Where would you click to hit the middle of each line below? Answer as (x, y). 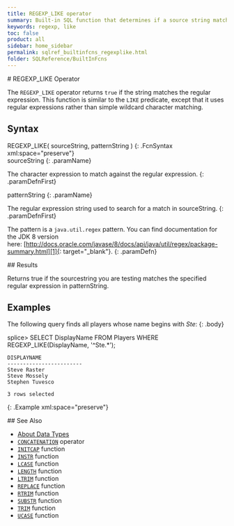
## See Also (25, 421)
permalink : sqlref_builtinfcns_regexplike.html (78, 53)
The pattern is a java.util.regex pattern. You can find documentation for (112, 229)
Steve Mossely (28, 376)
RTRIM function (38, 493)
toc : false (23, 33)
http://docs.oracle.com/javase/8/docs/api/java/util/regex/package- (122, 244)
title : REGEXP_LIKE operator (49, 14)
